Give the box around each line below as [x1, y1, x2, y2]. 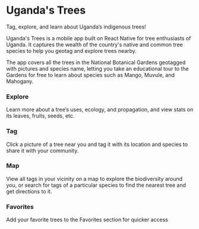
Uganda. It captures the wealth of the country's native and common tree [6, 41, 183, 48]
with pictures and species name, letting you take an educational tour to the [6, 65, 189, 72]
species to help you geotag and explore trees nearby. [6, 47, 137, 54]
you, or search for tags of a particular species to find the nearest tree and [6, 182, 186, 189]
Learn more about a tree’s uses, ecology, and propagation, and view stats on [6, 106, 194, 113]
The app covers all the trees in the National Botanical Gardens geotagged [6, 59, 186, 66]
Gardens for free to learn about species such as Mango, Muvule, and [6, 71, 175, 78]
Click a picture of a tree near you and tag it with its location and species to [6, 141, 188, 148]
